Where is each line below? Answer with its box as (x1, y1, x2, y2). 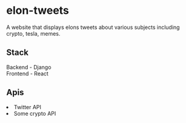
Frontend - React (6, 70, 48, 77)
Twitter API (14, 103, 41, 110)
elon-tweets (6, 4, 70, 17)
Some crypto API (14, 110, 56, 117)
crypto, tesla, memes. (6, 30, 61, 37)
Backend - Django (6, 63, 51, 71)
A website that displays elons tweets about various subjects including (6, 24, 180, 31)
